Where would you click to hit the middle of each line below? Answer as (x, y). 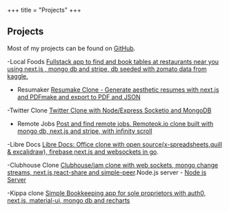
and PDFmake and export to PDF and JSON (79, 97)
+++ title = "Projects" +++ (44, 10)
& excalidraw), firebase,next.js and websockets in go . (83, 152)
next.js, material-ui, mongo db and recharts (69, 200)
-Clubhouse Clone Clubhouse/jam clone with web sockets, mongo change (113, 165)
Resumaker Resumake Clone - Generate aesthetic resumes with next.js (118, 90)
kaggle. (18, 76)
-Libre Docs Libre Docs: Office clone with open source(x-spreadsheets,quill (115, 144)
